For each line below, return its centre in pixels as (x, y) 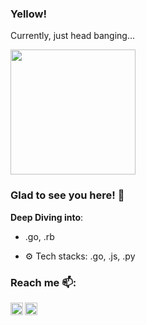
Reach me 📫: (43, 282)
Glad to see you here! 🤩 (67, 195)
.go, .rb (39, 236)
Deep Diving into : (47, 217)
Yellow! (29, 14)
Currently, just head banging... (73, 36)
